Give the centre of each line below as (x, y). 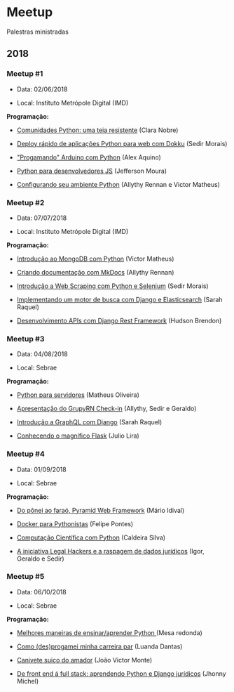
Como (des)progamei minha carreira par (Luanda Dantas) (99, 646)
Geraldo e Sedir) (40, 559)
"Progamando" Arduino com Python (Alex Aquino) (89, 157)
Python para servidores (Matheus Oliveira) (78, 395)
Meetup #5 (26, 577)
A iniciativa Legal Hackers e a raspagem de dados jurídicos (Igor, (110, 551)
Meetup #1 (25, 74)
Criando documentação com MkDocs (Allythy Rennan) (95, 272)
